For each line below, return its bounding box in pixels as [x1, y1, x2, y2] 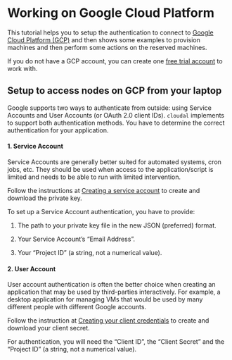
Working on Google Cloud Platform [7, 5, 214, 21]
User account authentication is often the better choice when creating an [7, 280, 216, 289]
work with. [7, 64, 38, 73]
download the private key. [7, 194, 82, 202]
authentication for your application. [7, 125, 109, 135]
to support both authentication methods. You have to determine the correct [7, 118, 225, 127]
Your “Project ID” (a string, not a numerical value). [17, 248, 162, 256]
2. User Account [7, 264, 56, 273]
